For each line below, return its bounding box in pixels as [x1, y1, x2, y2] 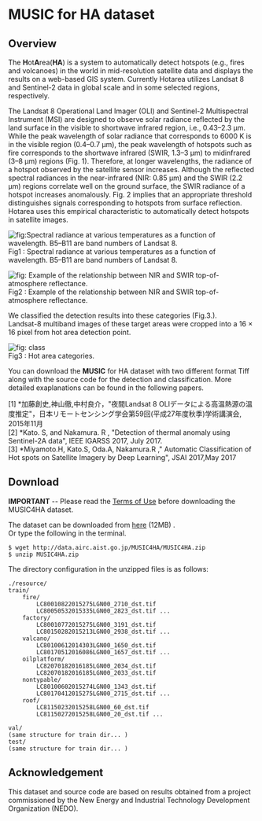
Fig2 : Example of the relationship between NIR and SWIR [8, 287, 194, 296]
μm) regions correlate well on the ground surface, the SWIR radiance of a [8, 182, 245, 190]
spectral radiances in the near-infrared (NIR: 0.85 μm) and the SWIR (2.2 [8, 173, 243, 182]
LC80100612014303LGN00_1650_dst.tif [36, 641, 157, 650]
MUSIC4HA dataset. [8, 505, 74, 514]
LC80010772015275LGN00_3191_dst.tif [36, 620, 157, 628]
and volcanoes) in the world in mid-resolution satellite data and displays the [8, 66, 253, 75]
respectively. [8, 91, 50, 100]
